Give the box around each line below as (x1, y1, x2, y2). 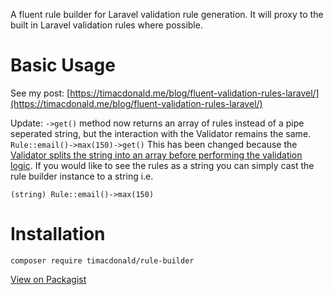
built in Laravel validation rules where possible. (10, 19, 203, 31)
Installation (10, 223, 106, 246)
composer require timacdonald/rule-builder (10, 255, 195, 266)
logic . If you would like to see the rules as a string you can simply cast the (10, 159, 315, 171)
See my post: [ (10, 87, 71, 99)
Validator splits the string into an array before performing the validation (10, 149, 303, 161)
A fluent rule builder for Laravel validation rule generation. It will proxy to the (10, 9, 324, 20)
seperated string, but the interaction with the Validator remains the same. (10, 127, 312, 139)
